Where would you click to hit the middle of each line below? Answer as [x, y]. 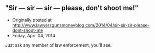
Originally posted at [32, 20]
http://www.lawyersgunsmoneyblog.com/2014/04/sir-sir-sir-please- [81, 25]
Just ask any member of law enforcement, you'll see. [58, 45]
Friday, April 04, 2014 [33, 35]
